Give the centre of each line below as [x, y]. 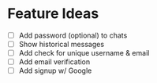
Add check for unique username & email [84, 53]
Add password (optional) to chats [73, 35]
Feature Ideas [53, 14]
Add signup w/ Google [55, 70]
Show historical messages [61, 44]
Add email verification [54, 62]
